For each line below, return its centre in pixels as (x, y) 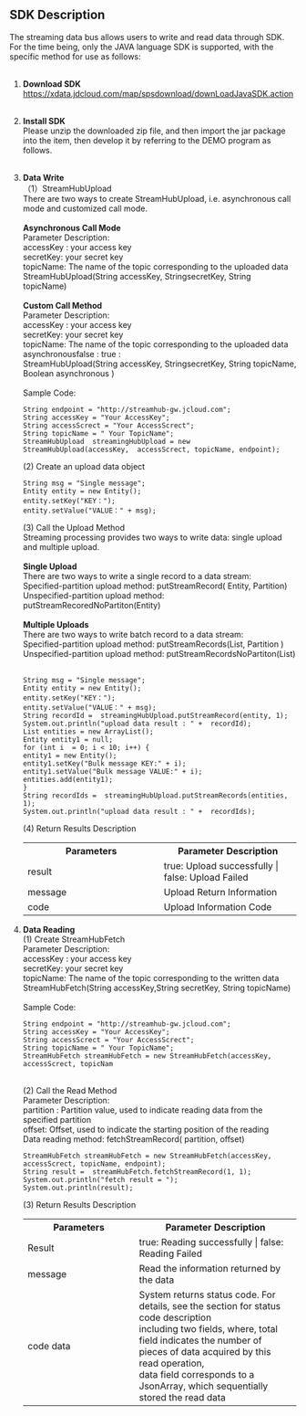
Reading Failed (171, 1253)
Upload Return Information (220, 892)
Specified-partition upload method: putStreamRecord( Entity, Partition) (155, 586)
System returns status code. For (207, 1294)
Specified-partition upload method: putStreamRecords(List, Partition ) (153, 644)
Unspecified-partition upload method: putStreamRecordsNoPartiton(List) (159, 653)
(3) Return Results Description (79, 1204)
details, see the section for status (210, 1305)
